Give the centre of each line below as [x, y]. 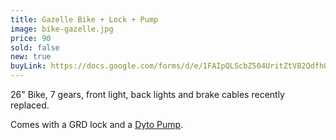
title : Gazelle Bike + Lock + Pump [84, 19]
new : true [31, 57]
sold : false [35, 47]
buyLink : [28, 66]
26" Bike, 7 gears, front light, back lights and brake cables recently [147, 94]
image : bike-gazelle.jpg [62, 29]
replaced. [30, 105]
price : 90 [31, 38]
